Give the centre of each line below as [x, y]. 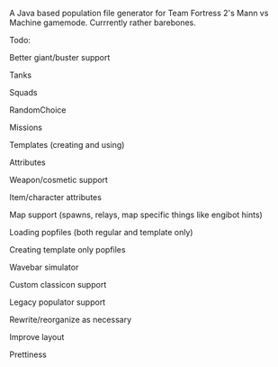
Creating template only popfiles [67, 250]
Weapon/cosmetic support [58, 180]
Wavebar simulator [44, 267]
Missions [26, 127]
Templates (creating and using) [67, 145]
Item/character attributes [55, 197]
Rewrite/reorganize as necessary [71, 320]
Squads [23, 92]
